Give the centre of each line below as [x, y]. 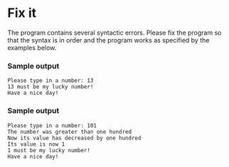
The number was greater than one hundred [70, 132]
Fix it [22, 13]
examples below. [32, 47]
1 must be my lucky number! [49, 150]
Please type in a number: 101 [52, 125]
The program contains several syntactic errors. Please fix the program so [114, 33]
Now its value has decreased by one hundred [74, 138]
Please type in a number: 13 [50, 81]
